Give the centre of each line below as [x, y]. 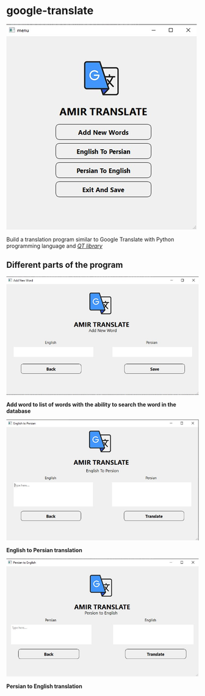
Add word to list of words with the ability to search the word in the [92, 404]
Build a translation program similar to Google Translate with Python [90, 239]
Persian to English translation [44, 686]
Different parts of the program [65, 265]
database [19, 411]
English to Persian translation [44, 550]
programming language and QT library [54, 246]
